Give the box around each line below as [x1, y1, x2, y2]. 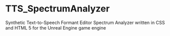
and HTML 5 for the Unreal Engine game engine [5, 24, 107, 30]
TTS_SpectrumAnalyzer [5, 3, 110, 14]
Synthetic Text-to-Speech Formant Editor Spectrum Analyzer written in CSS [5, 19, 165, 25]
